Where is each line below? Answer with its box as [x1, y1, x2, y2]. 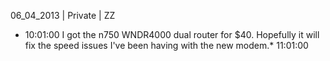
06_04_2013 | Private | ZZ [10, 10, 116, 21]
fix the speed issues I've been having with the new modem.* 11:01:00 [24, 40, 309, 51]
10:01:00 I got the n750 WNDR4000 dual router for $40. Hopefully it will [24, 29, 320, 40]
